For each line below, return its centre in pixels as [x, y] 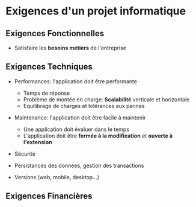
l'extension [38, 142]
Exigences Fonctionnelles [55, 33]
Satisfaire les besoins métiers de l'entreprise [70, 48]
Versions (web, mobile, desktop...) [57, 177]
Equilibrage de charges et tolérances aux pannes [84, 106]
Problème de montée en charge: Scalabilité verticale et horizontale [106, 99]
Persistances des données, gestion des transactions [79, 165]
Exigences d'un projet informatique [96, 11]
